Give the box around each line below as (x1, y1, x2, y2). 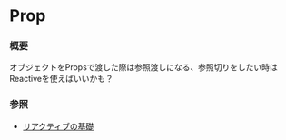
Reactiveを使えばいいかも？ (9, 74, 113, 85)
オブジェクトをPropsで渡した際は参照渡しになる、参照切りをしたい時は (9, 62, 279, 73)
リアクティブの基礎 (22, 120, 94, 132)
